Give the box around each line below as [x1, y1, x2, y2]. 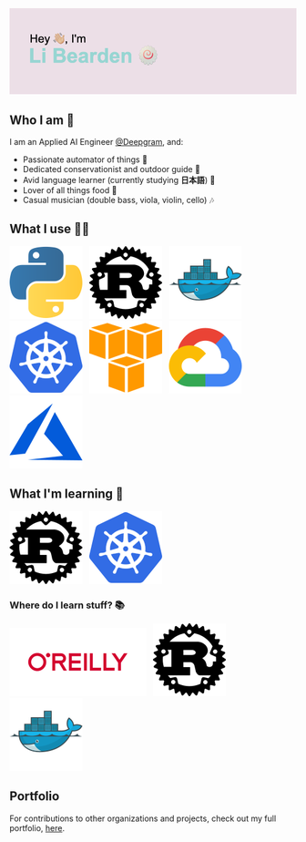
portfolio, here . [9, 822, 66, 833]
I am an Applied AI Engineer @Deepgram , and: [9, 137, 184, 147]
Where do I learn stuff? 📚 [9, 599, 126, 611]
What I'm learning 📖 [9, 487, 125, 502]
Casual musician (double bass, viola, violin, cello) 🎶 [22, 195, 215, 205]
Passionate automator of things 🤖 [22, 154, 148, 165]
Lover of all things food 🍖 [22, 185, 117, 195]
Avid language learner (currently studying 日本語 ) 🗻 [22, 175, 216, 185]
